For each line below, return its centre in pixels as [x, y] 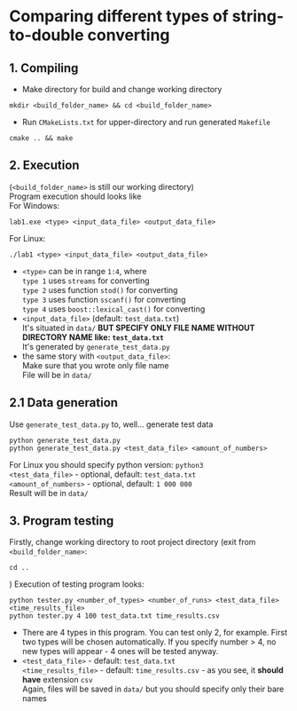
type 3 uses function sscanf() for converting [104, 299]
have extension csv [57, 680]
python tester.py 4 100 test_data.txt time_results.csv [114, 616]
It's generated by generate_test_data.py [96, 346]
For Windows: [35, 205]
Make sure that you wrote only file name [96, 365]
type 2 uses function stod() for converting [100, 289]
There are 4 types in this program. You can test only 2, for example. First [155, 633]
